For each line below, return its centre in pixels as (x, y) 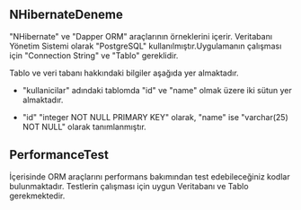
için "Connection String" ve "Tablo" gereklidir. (94, 55)
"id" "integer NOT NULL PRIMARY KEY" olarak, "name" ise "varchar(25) (155, 117)
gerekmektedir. (37, 196)
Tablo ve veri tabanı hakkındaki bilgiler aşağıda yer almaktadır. (124, 73)
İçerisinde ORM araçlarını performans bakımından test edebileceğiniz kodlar (150, 176)
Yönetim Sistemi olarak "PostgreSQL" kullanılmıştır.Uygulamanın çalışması (146, 46)
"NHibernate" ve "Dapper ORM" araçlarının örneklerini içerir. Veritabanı (141, 36)
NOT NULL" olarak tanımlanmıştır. (84, 127)
